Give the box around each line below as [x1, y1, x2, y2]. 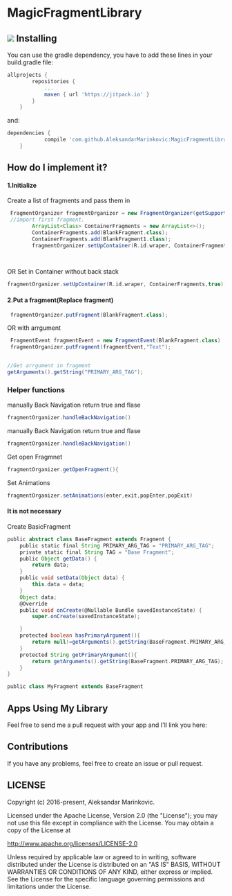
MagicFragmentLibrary [7, 5, 142, 21]
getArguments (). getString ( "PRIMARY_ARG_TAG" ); [7, 369, 144, 376]
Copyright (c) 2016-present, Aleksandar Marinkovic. [7, 798, 155, 806]
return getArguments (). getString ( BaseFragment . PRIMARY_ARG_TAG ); [32, 658, 224, 665]
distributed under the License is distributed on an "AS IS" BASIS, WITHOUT [7, 860, 221, 868]
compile [43, 137, 67, 143]
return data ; [32, 561, 70, 569]
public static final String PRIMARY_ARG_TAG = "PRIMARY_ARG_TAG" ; [19, 542, 215, 549]
